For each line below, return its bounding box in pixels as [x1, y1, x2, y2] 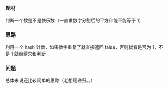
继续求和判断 [18, 50, 46, 57]
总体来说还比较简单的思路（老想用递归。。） [5, 77, 96, 83]
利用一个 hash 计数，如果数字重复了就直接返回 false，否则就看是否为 [5, 44, 152, 50]
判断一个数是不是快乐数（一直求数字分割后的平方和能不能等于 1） [5, 17, 144, 24]
